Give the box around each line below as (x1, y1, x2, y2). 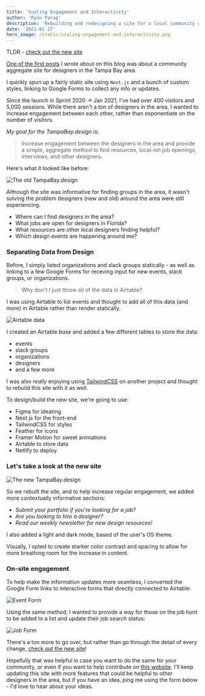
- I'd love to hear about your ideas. (6, 683, 93, 690)
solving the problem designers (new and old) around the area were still (6, 195, 184, 202)
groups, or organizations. (6, 274, 70, 282)
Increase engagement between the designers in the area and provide (21, 140, 195, 147)
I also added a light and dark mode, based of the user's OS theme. (6, 531, 173, 538)
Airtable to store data (15, 440, 69, 448)
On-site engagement (6, 564, 70, 573)
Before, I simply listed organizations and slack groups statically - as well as (6, 262, 195, 269)
